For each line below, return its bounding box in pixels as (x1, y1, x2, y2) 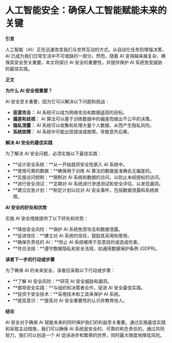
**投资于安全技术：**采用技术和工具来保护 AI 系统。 (12, 291, 123, 297)
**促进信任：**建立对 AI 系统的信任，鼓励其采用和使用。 (12, 232, 132, 239)
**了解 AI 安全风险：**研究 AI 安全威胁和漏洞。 (12, 278, 112, 284)
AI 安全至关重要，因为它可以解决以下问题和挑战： (5, 98, 110, 104)
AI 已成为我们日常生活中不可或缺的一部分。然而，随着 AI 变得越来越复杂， (5, 52, 161, 59)
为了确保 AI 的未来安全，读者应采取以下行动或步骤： (5, 267, 116, 273)
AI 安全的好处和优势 (5, 204, 47, 211)
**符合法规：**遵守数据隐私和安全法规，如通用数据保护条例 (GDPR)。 (12, 245, 160, 252)
